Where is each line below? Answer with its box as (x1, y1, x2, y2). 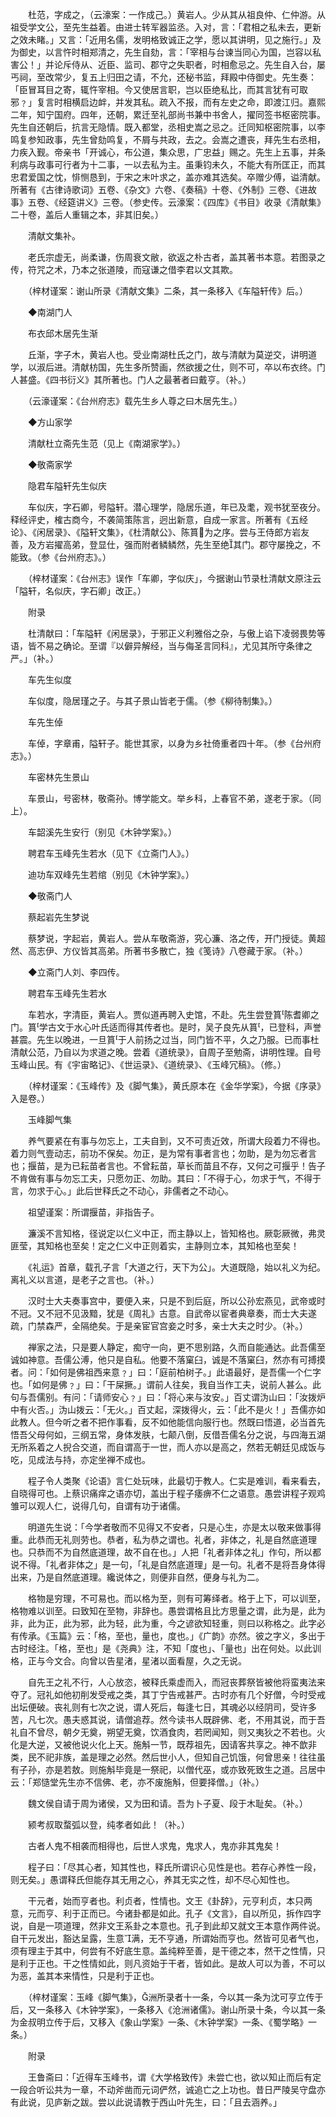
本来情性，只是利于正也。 (53, 1970, 160, 1982)
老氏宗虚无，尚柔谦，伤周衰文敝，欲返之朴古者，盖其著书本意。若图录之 (27, 251, 326, 263)
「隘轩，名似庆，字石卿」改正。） (10, 585, 147, 597)
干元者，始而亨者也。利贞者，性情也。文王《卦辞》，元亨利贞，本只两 (27, 1895, 313, 1907)
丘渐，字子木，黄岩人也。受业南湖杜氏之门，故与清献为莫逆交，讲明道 (27, 349, 317, 360)
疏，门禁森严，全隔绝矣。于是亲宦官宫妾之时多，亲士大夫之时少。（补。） (10, 1320, 308, 1332)
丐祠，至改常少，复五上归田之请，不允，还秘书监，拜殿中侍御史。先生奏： (10, 71, 317, 83)
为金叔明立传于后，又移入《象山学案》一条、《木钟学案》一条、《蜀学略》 (10, 2016, 308, 2028)
